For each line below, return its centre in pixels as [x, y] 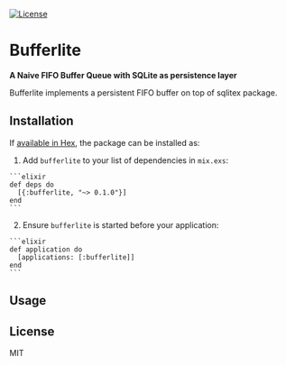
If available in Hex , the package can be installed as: [105, 142]
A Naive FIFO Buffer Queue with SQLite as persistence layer [123, 75]
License [32, 331]
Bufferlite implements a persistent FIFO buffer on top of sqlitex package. [143, 92]
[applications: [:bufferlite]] [76, 257]
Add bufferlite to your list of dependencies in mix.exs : [125, 160]
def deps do [32, 185]
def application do [46, 249]
